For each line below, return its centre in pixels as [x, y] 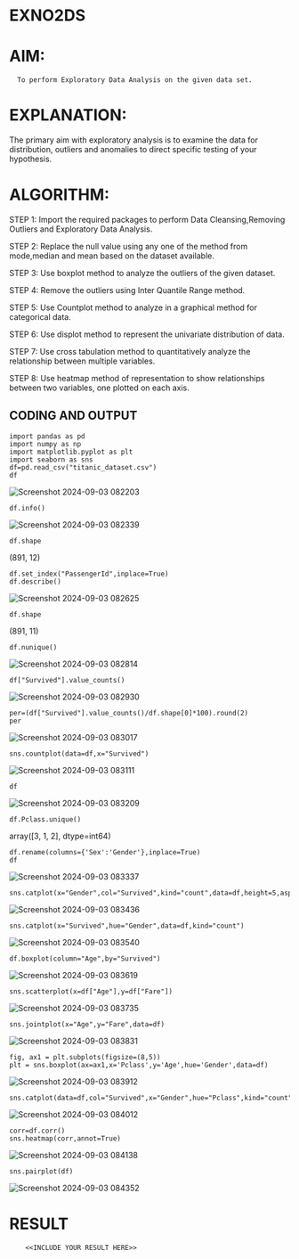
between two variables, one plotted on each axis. [99, 388]
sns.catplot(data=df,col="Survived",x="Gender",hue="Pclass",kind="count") [153, 1098]
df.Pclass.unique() [45, 819]
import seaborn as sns [51, 460]
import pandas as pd [48, 436]
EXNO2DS [48, 16]
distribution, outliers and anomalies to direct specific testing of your [133, 150]
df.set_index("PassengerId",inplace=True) [89, 574]
